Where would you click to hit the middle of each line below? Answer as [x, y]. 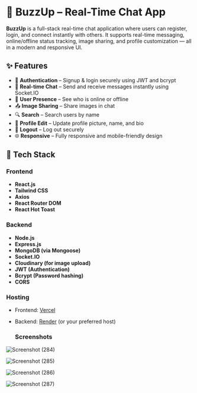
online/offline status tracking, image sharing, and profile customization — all [99, 41]
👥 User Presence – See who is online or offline [72, 99]
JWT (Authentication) [42, 269]
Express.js [28, 244]
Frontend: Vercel [35, 310]
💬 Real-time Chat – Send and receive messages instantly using [92, 86]
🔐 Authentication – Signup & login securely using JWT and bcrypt [95, 80]
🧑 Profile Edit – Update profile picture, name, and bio [79, 123]
